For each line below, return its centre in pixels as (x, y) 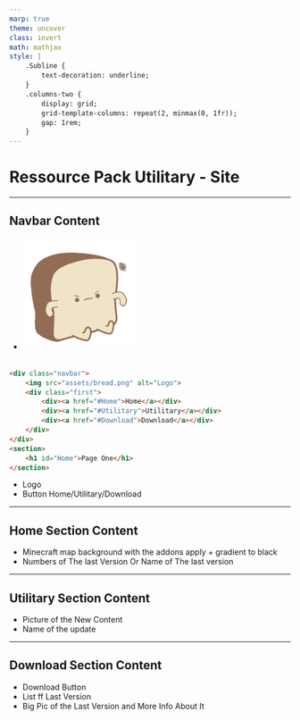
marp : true (29, 19)
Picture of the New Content (72, 620)
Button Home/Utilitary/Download (82, 494)
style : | (25, 57)
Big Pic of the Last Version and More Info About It (113, 706)
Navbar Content (54, 221)
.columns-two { (54, 94)
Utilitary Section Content (79, 598)
